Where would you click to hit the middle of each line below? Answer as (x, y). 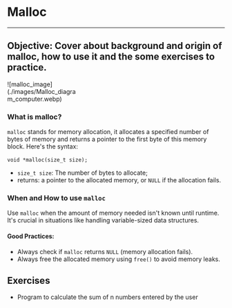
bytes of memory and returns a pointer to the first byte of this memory (107, 139)
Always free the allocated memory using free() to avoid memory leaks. (119, 259)
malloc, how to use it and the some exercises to (111, 57)
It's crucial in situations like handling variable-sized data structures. (103, 220)
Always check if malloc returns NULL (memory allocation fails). (105, 251)
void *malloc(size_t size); (48, 160)
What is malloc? (35, 117)
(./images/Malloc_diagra (41, 91)
